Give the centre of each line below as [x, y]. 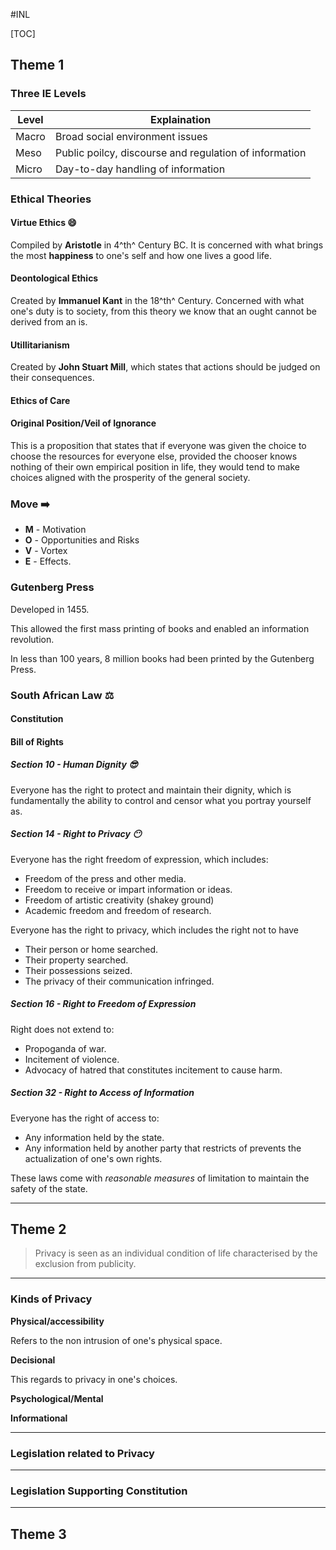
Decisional [33, 1360]
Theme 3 [38, 1534]
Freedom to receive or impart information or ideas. [128, 889]
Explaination [181, 119]
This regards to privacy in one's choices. [94, 1379]
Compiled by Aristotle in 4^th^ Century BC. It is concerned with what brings [167, 245]
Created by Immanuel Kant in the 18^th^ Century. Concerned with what [157, 301]
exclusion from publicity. [85, 1264]
